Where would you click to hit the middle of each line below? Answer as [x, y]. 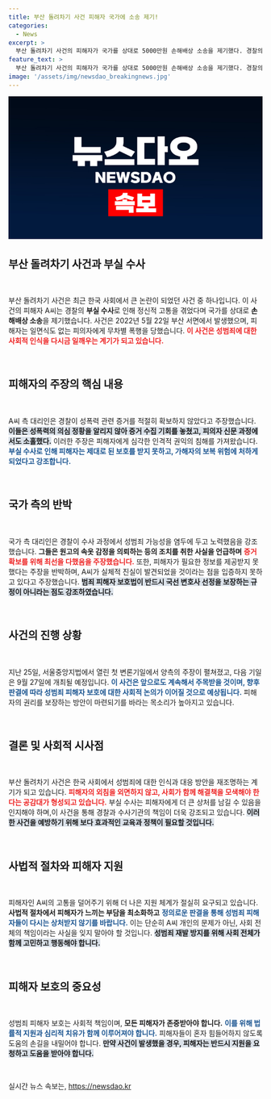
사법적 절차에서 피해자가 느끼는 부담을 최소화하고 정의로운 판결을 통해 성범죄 [127, 913]
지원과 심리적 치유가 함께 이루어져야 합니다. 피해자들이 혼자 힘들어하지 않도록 [143, 1033]
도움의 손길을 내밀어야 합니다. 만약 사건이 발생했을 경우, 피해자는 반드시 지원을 [130, 1043]
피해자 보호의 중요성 [55, 986]
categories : [28, 25]
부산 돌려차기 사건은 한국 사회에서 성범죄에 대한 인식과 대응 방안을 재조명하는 [129, 782]
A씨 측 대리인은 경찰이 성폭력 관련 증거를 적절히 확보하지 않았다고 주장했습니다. [132, 420]
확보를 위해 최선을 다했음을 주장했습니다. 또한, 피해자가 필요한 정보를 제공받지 [129, 562]
